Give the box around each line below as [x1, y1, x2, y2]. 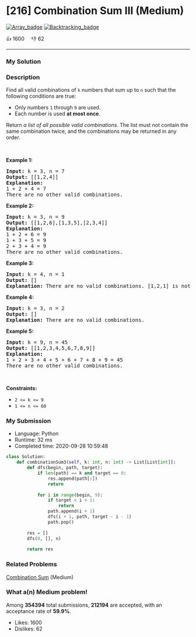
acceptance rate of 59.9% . [6, 607, 71, 615]
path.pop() [47, 519, 75, 525]
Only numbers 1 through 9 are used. [14, 104, 101, 111]
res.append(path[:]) [47, 476, 98, 481]
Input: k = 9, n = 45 [6, 339, 68, 346]
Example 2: [6, 202, 34, 209]
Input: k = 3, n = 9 [6, 214, 65, 221]
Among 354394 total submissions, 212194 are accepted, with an [6, 601, 162, 608]
